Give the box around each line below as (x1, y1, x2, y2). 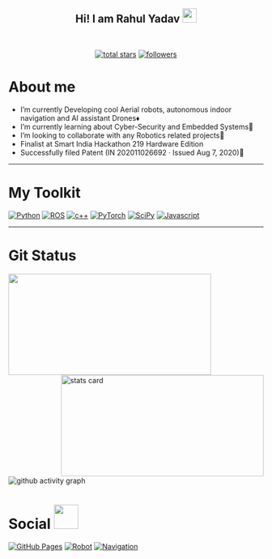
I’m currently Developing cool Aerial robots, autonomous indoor (19, 105, 232, 114)
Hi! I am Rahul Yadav (75, 12, 181, 26)
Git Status (8, 246, 77, 264)
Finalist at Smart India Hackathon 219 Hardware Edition (19, 139, 204, 148)
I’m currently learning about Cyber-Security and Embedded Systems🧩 (19, 122, 253, 131)
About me (8, 78, 76, 96)
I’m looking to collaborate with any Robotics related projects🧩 (19, 130, 225, 140)
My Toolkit (8, 183, 81, 202)
